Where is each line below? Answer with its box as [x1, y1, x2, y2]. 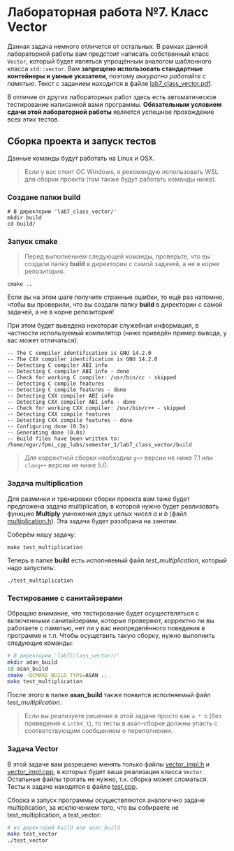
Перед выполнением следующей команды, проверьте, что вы [24, 252, 211, 261]
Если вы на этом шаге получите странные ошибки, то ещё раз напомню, [7, 293, 225, 301]
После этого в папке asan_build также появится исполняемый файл [7, 691, 211, 699]
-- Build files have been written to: [7, 435, 120, 442]
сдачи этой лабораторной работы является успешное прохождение [7, 108, 214, 116]
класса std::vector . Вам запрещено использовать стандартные [7, 64, 203, 73]
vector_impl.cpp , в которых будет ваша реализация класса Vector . [7, 767, 205, 776]
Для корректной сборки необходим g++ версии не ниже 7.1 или [24, 453, 213, 462]
